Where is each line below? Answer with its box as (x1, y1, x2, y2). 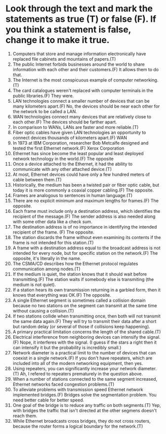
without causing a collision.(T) (12, 308, 74, 314)
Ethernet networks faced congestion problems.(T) (12, 381, 115, 387)
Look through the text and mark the (5, 3, 153, 14)
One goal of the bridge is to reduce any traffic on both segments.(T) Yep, (12, 402, 161, 408)
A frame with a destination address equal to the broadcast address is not (12, 245, 161, 251)
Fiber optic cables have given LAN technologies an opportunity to (12, 129, 146, 135)
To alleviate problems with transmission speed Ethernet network (12, 386, 143, 393)
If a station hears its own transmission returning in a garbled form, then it (12, 287, 161, 293)
